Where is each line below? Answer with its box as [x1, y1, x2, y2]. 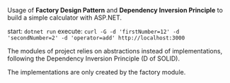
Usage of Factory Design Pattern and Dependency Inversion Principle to [7, 6, 223, 14]
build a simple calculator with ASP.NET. [7, 13, 122, 22]
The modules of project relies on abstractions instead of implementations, [7, 47, 223, 55]
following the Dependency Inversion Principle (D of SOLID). [7, 54, 180, 63]
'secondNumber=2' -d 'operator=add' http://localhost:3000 [7, 34, 185, 41]
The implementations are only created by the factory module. [7, 68, 186, 76]
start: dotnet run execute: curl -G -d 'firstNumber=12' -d [7, 27, 180, 35]
